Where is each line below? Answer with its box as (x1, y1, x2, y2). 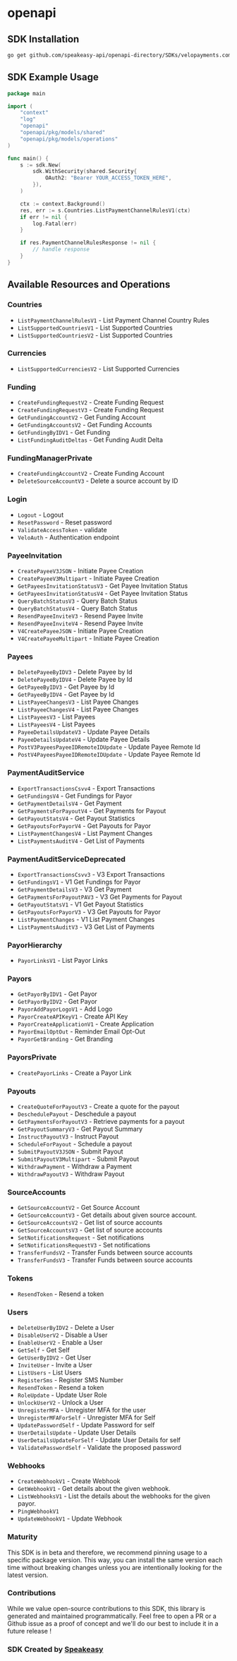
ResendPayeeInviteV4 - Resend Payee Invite (17, 619, 143, 628)
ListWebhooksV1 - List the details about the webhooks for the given (17, 1492, 210, 1501)
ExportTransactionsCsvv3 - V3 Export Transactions (17, 870, 165, 878)
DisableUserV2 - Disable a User (17, 1331, 108, 1339)
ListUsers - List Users (17, 1368, 83, 1377)
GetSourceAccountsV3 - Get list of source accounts (17, 1226, 163, 1235)
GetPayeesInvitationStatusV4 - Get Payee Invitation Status (17, 589, 188, 597)
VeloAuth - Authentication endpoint (17, 533, 120, 541)
